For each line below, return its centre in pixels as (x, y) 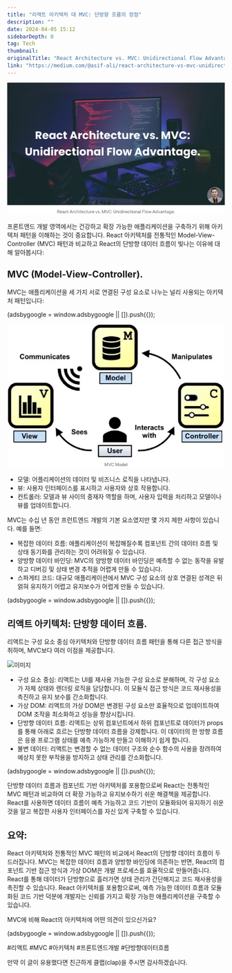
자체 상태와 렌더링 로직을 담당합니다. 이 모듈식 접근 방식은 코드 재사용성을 (123, 688)
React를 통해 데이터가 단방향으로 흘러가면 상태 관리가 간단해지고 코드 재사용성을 (115, 879)
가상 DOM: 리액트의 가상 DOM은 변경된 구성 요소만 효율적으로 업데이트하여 (118, 706)
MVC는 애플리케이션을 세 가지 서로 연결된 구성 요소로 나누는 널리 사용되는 (106, 292)
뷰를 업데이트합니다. (44, 505)
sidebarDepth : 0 (30, 37)
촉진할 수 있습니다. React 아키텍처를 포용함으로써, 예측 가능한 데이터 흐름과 (108, 888)
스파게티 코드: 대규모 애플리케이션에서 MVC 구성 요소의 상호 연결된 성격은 (116, 578)
